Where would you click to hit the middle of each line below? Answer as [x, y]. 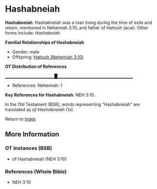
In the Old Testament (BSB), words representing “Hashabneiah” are [72, 104]
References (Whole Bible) [36, 171]
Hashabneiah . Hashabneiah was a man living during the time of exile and [78, 22]
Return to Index [20, 119]
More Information [32, 135]
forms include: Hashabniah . [33, 33]
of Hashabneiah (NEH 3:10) [39, 159]
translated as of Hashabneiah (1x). [40, 109]
